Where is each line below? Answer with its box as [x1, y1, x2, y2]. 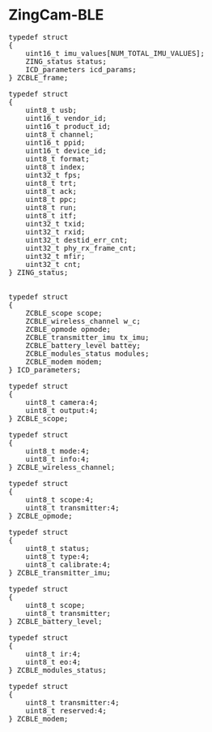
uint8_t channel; [25, 130, 95, 139]
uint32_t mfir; [25, 252, 86, 261]
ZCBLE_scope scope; [25, 308, 103, 317]
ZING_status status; [25, 57, 107, 66]
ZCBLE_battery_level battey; [25, 341, 142, 350]
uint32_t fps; [25, 170, 82, 179]
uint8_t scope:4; [25, 495, 95, 504]
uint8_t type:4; [25, 552, 91, 561]
